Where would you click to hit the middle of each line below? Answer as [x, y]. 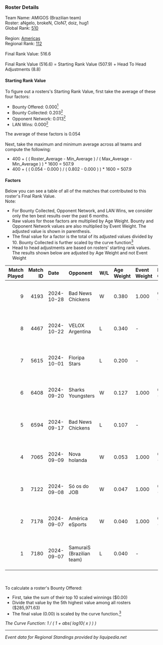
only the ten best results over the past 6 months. [60, 216]
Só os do [79, 486]
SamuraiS [80, 547]
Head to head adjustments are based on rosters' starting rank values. [81, 248]
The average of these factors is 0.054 [43, 134]
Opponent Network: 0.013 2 [39, 118]
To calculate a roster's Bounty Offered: [44, 588]
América [78, 518]
